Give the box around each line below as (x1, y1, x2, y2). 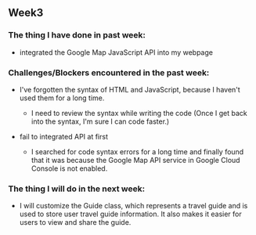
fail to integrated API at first (19, 132, 108, 141)
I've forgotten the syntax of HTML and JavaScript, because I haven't (19, 85, 240, 94)
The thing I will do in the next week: (8, 183, 146, 194)
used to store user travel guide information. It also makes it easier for (19, 209, 242, 219)
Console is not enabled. (31, 164, 108, 173)
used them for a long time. (19, 93, 105, 103)
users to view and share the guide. (19, 218, 132, 227)
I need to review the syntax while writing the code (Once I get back (31, 108, 248, 117)
